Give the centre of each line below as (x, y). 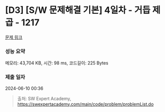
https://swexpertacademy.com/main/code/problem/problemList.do (85, 104)
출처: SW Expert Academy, (44, 98)
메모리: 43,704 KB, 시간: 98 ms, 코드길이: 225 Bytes (57, 63)
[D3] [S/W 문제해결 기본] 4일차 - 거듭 (78, 10)
